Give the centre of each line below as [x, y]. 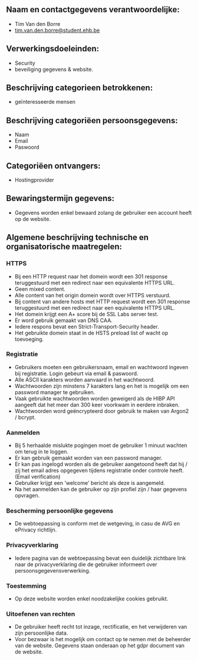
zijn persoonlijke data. [41, 633]
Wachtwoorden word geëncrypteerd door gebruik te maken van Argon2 [102, 411]
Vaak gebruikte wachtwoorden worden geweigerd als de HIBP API [95, 398]
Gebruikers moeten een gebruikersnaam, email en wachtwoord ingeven [101, 367]
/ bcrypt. [25, 417]
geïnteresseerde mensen [45, 102]
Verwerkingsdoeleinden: [52, 49]
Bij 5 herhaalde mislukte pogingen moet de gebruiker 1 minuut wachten [101, 445]
